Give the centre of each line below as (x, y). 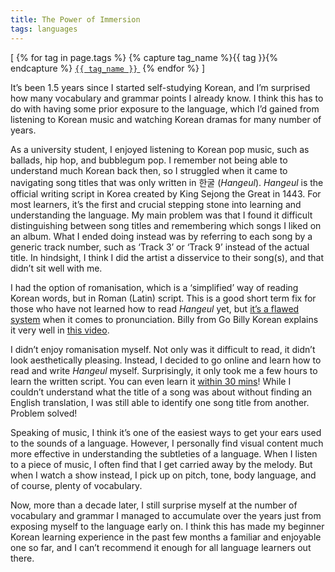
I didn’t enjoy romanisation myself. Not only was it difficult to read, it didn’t (163, 349)
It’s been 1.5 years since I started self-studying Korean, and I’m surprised (160, 87)
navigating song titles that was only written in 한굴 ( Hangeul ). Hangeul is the (167, 182)
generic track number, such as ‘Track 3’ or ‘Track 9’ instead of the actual (160, 247)
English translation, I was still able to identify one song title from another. (160, 402)
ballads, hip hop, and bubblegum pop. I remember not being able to (149, 160)
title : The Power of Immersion (75, 19)
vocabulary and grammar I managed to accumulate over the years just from (166, 515)
